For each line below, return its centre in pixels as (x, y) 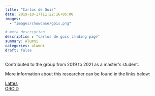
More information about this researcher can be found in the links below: (78, 73)
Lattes (12, 83)
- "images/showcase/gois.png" (40, 23)
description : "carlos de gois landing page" (52, 37)
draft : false (18, 50)
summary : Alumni (22, 41)
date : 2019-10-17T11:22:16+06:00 (39, 14)
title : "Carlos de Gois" (31, 10)
